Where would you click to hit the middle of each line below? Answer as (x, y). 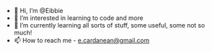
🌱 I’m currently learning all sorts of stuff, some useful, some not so (109, 25)
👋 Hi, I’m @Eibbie (39, 11)
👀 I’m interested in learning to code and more (78, 18)
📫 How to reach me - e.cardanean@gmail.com (82, 40)
